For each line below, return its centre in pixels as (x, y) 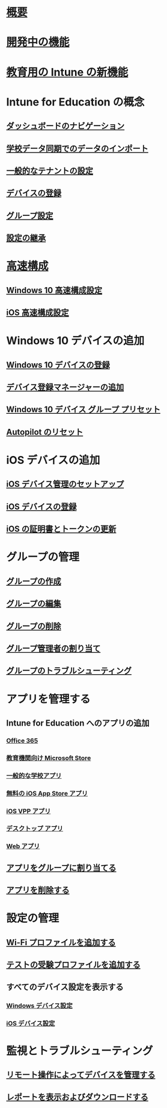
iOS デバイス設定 (31, 1024)
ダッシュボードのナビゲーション (65, 126)
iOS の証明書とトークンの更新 (61, 529)
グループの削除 (34, 626)
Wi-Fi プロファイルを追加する (61, 942)
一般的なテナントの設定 (50, 170)
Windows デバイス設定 (40, 1006)
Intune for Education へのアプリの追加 (78, 723)
